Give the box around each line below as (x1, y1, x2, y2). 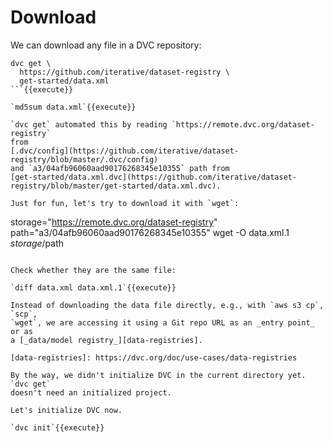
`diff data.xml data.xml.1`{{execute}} (10, 282, 177, 293)
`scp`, (10, 309, 38, 319)
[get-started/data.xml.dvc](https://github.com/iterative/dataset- (10, 172, 298, 182)
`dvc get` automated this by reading (10, 119, 168, 130)
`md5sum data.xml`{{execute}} (10, 102, 137, 112)
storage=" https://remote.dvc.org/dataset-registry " (10, 216, 218, 228)
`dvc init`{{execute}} (10, 422, 105, 433)
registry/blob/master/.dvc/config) (10, 154, 159, 165)
